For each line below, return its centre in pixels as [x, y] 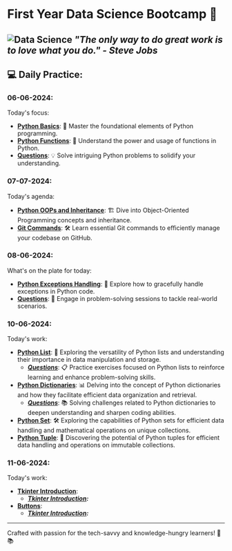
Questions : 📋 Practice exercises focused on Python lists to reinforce [126, 367]
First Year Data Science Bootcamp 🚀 [112, 14]
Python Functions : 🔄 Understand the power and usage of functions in [116, 141]
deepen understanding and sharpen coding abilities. [101, 413]
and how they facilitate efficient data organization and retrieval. [107, 395]
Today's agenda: [31, 196]
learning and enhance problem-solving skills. [91, 377]
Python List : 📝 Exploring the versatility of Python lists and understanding [120, 352]
